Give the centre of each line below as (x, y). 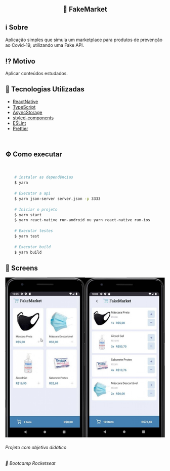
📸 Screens (22, 268)
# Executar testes (34, 231)
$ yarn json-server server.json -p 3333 (57, 198)
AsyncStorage (27, 112)
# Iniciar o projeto (36, 209)
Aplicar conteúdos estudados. (37, 74)
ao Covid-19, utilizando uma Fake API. (45, 45)
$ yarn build (28, 252)
